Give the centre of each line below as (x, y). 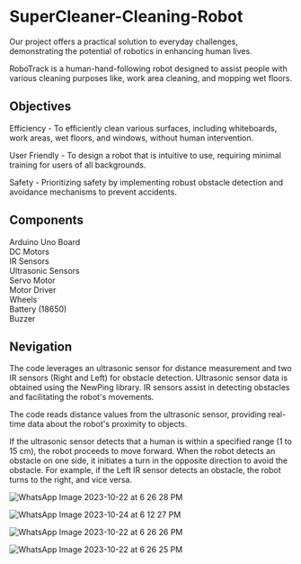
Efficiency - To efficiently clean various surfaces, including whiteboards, (143, 128)
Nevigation (41, 346)
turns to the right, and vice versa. (71, 480)
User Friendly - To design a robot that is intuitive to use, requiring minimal (145, 155)
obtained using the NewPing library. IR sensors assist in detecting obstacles (150, 387)
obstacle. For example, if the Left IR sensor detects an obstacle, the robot (145, 470)
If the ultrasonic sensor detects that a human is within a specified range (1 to (150, 441)
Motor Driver (33, 289)
